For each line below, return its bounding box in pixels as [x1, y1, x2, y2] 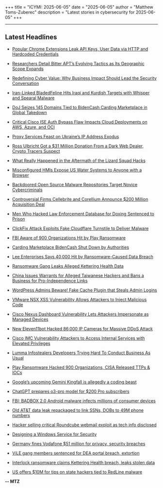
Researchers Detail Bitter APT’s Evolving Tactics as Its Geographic [12, 60, 145, 66]
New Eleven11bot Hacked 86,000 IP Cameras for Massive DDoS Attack [12, 325, 153, 331]
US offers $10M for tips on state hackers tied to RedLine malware [12, 469, 143, 475]
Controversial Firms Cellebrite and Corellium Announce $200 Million [12, 196, 148, 202]
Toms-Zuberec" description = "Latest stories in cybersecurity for [5, 9, 135, 15]
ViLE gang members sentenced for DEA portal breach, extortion [12, 450, 140, 456]
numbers [12, 412, 31, 418]
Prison [12, 216, 25, 222]
